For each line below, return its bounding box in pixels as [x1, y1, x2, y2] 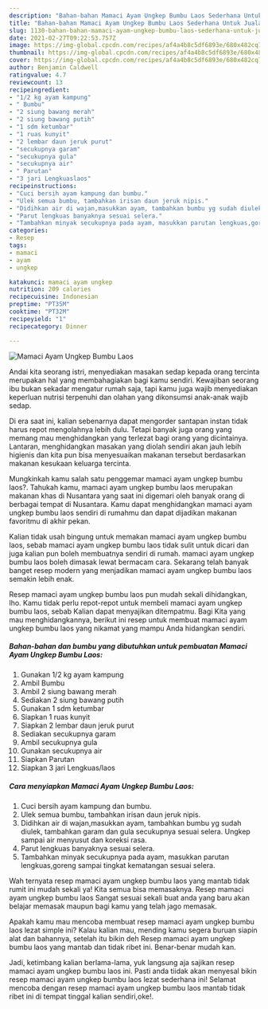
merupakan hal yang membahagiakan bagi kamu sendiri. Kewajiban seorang [9, 375, 259, 385]
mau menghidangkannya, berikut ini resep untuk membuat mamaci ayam [9, 614, 247, 624]
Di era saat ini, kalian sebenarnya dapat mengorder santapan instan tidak [9, 416, 249, 426]
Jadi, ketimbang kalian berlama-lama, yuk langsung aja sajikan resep [9, 958, 235, 968]
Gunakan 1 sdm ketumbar [20, 704, 104, 713]
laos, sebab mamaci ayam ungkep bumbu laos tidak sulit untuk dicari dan [9, 540, 250, 550]
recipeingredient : [9, 85, 70, 94]
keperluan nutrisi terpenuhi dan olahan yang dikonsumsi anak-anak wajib [9, 392, 249, 402]
